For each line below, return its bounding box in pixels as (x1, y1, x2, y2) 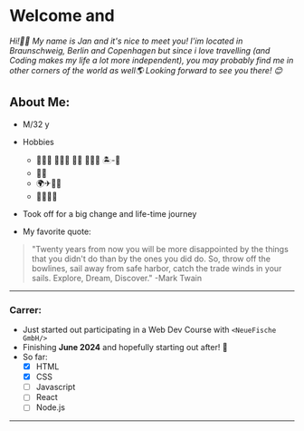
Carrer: (9, 303, 43, 316)
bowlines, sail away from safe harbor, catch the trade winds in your (31, 262, 282, 273)
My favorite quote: (22, 226, 92, 237)
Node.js (35, 402, 66, 413)
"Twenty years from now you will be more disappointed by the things (31, 243, 290, 254)
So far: (22, 351, 48, 363)
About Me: (9, 94, 71, 110)
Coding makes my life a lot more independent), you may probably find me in (9, 54, 294, 65)
